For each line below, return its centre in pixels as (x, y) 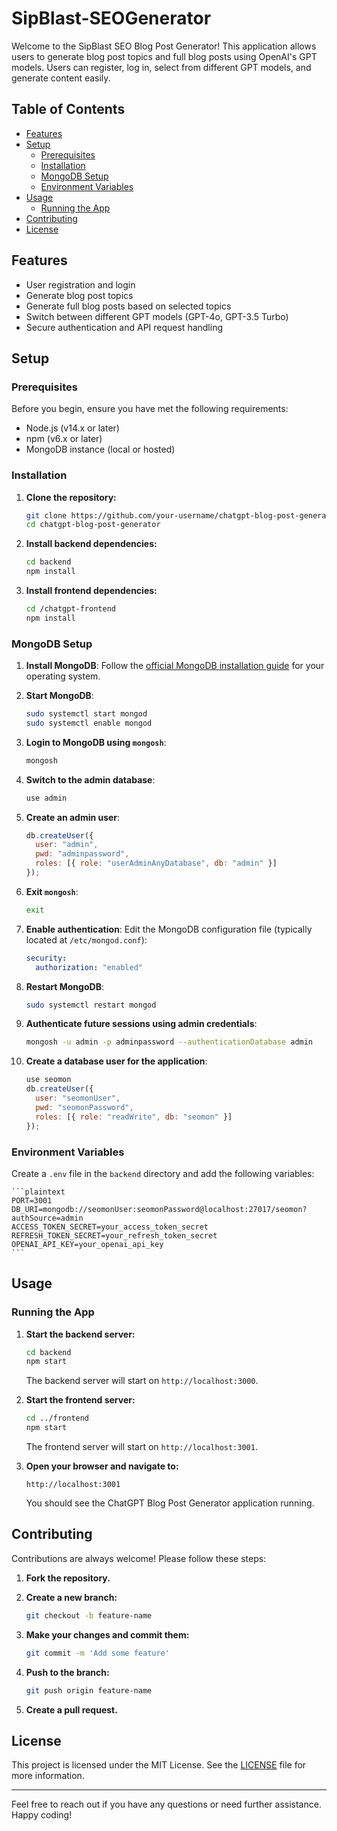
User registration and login (80, 284)
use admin (46, 798)
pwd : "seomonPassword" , (84, 1107)
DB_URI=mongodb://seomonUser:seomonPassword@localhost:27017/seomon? (159, 1209)
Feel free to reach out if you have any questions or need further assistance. (166, 1804)
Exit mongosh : (52, 891)
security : (46, 958)
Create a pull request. (71, 1709)
